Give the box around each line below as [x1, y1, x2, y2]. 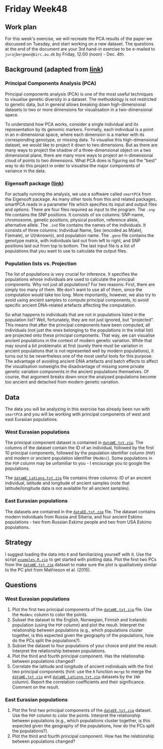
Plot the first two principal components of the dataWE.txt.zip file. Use [12, 607, 152, 613]
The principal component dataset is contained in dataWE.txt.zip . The [5, 440, 144, 445]
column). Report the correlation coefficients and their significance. [12, 679, 145, 685]
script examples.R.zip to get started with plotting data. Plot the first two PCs [5, 557, 157, 562]
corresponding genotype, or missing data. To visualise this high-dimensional [5, 136, 158, 142]
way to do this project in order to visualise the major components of [5, 162, 140, 169]
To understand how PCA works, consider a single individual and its [5, 121, 139, 127]
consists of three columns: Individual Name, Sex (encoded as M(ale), [5, 227, 143, 233]
